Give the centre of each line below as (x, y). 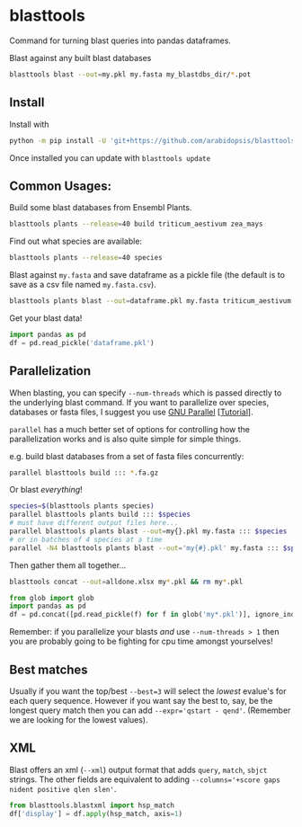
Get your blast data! (46, 318)
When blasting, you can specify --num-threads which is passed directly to (146, 393)
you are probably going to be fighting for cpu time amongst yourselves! (141, 641)
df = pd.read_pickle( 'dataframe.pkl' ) (82, 342)
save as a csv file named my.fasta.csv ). (83, 285)
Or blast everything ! (46, 490)
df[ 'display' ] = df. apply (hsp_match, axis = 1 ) (96, 814)
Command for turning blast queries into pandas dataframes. (120, 40)
